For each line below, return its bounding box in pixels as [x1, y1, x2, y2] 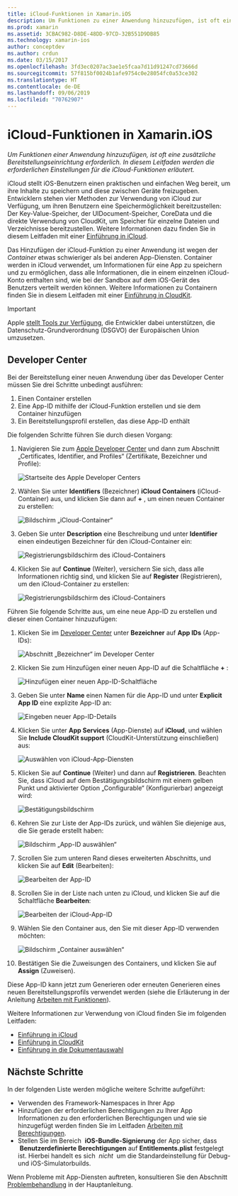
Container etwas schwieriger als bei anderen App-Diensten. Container [7, 253, 212, 261]
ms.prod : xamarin [7, 23, 59, 31]
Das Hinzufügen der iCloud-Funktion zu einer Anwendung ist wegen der [7, 246, 218, 254]
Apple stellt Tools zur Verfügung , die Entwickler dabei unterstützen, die [7, 318, 215, 327]
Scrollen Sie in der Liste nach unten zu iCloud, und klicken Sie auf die [17, 889, 220, 897]
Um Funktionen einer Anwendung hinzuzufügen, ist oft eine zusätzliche [7, 150, 216, 158]
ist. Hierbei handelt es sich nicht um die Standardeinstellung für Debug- [17, 1151, 231, 1160]
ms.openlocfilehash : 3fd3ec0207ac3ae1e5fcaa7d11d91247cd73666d [7, 63, 198, 70]
